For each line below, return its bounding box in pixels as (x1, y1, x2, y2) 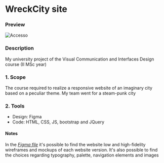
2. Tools (5, 103, 25, 109)
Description (5, 45, 34, 52)
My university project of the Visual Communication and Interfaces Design (5, 56, 155, 62)
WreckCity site (5, 3, 68, 15)
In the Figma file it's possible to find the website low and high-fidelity (5, 141, 146, 147)
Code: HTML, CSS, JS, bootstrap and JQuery (12, 119, 105, 125)
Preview (5, 21, 25, 28)
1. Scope (5, 73, 26, 80)
